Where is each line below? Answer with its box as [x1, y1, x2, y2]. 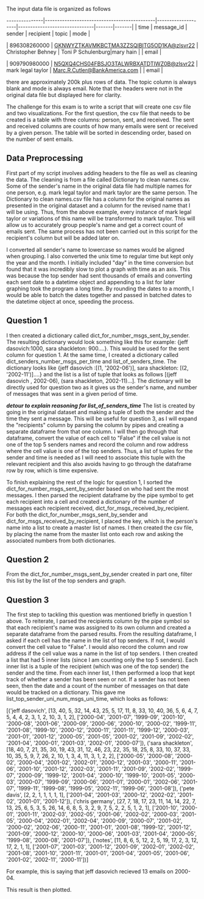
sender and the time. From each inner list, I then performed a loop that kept [6, 669, 195, 676]
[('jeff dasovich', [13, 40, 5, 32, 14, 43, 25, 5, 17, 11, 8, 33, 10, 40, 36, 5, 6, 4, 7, [6, 707, 199, 714]
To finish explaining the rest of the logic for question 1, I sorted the [6, 478, 172, 485]
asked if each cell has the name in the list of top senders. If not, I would [6, 637, 185, 644]
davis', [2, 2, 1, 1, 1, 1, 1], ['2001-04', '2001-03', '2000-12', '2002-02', [6, 791, 177, 798]
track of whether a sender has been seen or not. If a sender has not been [6, 676, 191, 683]
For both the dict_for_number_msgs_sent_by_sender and [6, 510, 148, 518]
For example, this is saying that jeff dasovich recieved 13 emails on [6, 868, 174, 875]
